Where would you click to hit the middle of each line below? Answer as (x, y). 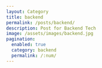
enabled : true (29, 45)
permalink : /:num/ (34, 56)
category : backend (34, 50)
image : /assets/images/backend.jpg (50, 34)
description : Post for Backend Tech (51, 28)
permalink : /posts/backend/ (41, 22)
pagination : (21, 39)
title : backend (25, 17)
